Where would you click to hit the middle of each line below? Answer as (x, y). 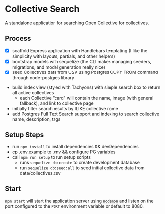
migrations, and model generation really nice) (59, 67)
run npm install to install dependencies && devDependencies (75, 146)
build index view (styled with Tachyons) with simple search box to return (86, 87)
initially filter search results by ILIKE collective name (65, 108)
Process (18, 38)
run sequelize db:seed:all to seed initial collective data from (82, 168)
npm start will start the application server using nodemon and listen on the (79, 201)
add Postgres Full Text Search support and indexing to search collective (86, 114)
